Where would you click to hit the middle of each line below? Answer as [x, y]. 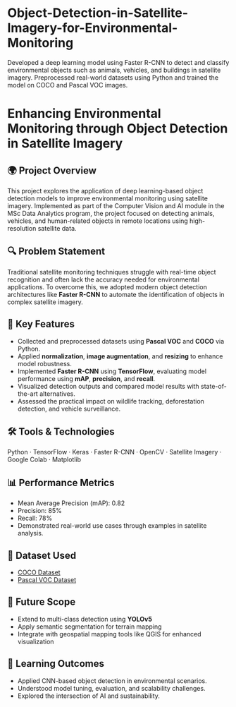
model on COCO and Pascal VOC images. [68, 85]
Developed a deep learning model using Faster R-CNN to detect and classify [118, 62]
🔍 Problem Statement [56, 252]
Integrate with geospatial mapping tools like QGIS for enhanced [110, 634]
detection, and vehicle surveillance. [69, 409]
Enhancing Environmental [84, 114]
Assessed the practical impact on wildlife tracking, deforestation [111, 401]
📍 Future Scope [42, 602]
